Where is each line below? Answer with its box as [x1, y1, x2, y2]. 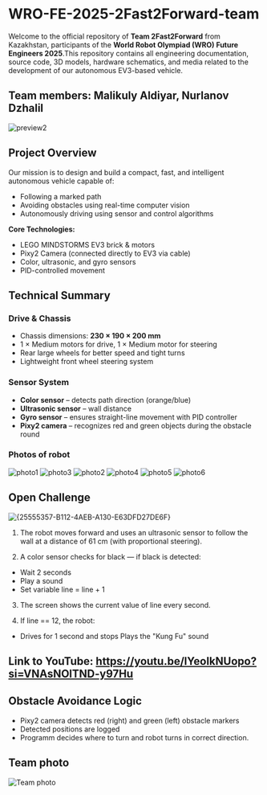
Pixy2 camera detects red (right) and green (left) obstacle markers [19, 715, 240, 725]
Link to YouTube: [8, 654, 94, 668]
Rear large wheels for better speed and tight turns [19, 348, 186, 358]
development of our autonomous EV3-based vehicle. [8, 65, 183, 75]
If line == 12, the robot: [19, 616, 95, 625]
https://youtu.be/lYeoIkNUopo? [95, 654, 257, 668]
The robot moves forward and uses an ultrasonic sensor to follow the [19, 527, 249, 537]
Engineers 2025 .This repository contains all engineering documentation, [8, 48, 249, 58]
